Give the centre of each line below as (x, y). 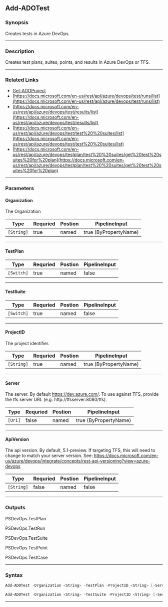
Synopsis (17, 23)
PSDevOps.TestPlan (26, 518)
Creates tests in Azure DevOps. (37, 33)
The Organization (23, 211)
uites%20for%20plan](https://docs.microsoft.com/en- (68, 160)
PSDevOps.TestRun (25, 528)
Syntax (14, 575)
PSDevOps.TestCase (26, 557)
